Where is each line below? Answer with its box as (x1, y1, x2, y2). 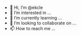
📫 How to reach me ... (9, 26, 55, 31)
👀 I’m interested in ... (9, 10, 52, 16)
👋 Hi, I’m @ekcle (9, 5, 43, 10)
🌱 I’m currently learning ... (9, 15, 62, 20)
